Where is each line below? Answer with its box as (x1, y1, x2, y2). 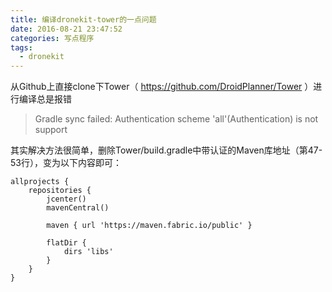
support (34, 124, 68, 136)
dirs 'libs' (63, 247, 114, 257)
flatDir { (46, 238, 87, 248)
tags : (10, 42, 33, 53)
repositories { (28, 186, 92, 196)
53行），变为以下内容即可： (10, 157, 122, 169)
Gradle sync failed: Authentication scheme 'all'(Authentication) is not (34, 113, 319, 125)
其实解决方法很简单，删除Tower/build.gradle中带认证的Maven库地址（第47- (10, 144, 323, 156)
